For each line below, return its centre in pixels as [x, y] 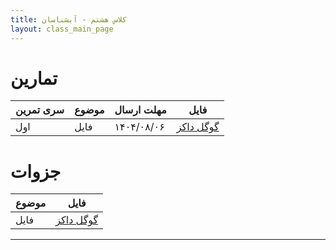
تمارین [34, 78]
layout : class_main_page [62, 29]
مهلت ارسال [140, 110]
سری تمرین [40, 110]
